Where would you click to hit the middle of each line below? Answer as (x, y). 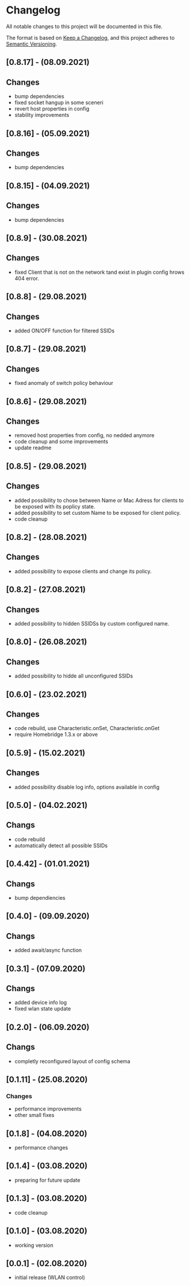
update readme (33, 448)
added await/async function (48, 950)
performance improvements (48, 1109)
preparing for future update (47, 1180)
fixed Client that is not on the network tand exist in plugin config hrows (99, 272)
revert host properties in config (52, 109)
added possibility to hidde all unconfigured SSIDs (73, 676)
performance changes (41, 1148)
